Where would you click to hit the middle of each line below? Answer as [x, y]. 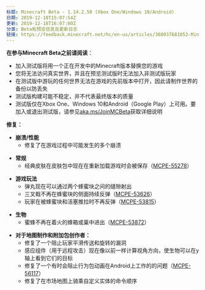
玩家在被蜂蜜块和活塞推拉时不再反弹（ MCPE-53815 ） [92, 201]
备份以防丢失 [31, 89]
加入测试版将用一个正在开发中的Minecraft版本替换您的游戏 [89, 66]
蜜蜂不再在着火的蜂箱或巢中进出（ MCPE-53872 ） [87, 222]
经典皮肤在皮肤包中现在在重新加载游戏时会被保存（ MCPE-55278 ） [108, 166]
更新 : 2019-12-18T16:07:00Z [41, 23]
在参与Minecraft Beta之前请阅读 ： [50, 53]
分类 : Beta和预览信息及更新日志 [42, 29]
